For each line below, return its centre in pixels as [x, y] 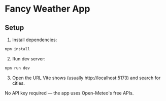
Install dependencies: [35, 40]
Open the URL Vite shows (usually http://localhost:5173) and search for [86, 78]
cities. [18, 83]
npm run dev [17, 68]
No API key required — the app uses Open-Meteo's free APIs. [69, 93]
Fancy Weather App [47, 9]
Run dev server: [29, 58]
